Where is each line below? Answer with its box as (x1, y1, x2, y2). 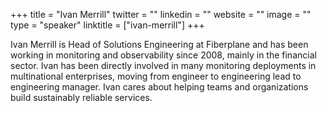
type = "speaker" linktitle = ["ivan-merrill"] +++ (10, 19, 205, 31)
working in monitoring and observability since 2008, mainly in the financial (10, 49, 317, 61)
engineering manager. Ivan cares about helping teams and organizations (10, 81, 309, 93)
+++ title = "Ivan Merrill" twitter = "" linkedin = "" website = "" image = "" (10, 9, 312, 20)
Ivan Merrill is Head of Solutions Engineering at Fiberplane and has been (10, 39, 309, 50)
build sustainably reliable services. (10, 92, 153, 103)
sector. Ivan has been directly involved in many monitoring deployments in (10, 60, 317, 71)
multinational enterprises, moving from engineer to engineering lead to (10, 70, 302, 82)
